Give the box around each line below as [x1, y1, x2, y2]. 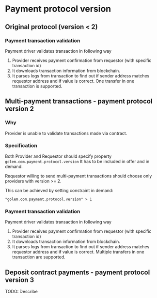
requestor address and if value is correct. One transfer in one [12, 78, 135, 84]
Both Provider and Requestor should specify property [5, 153, 112, 159]
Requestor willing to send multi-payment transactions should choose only [5, 173, 152, 179]
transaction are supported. [12, 254, 65, 260]
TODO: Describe [5, 288, 38, 294]
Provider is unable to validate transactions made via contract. [5, 130, 127, 136]
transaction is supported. [12, 83, 63, 89]
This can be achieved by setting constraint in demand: [5, 187, 113, 193]
